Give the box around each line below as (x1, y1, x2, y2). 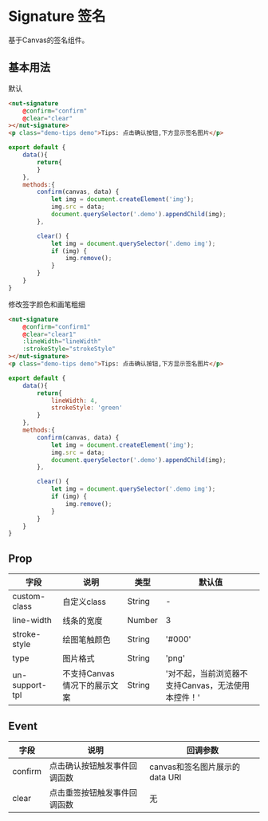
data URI (149, 772, 182, 783)
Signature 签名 (8, 7, 106, 26)
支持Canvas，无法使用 (165, 680, 250, 691)
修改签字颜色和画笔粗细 (8, 299, 85, 309)
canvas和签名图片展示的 (149, 761, 241, 772)
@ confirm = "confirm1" (22, 322, 91, 331)
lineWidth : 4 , (50, 397, 98, 405)
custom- (12, 591, 46, 602)
